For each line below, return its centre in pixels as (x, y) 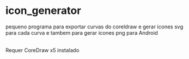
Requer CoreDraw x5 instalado (42, 50)
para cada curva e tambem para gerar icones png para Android (82, 32)
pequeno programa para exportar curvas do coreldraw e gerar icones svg (94, 27)
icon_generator (43, 11)
